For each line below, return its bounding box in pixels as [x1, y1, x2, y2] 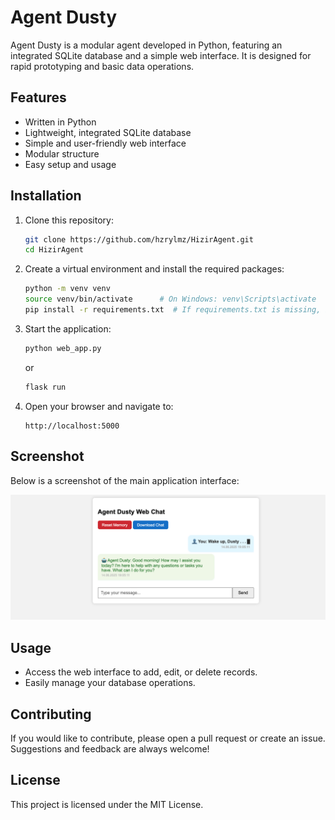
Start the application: [24, 322, 112, 335]
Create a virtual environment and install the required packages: [24, 263, 285, 275]
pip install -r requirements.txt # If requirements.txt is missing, [24, 305, 322, 315]
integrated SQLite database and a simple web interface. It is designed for [10, 49, 312, 61]
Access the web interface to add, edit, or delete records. [24, 666, 258, 678]
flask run [24, 382, 67, 392]
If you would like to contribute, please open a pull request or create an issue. [10, 732, 326, 744]
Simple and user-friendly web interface [24, 137, 187, 149]
